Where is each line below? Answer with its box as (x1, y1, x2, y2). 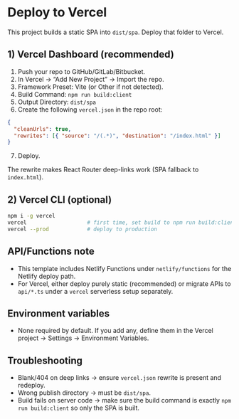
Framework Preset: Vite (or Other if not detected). (17, 83, 164, 91)
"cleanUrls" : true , (14, 125, 72, 132)
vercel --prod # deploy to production (7, 226, 158, 233)
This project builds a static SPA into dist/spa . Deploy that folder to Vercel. (7, 28, 224, 36)
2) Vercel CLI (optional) (7, 193, 112, 206)
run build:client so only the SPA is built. (17, 403, 140, 413)
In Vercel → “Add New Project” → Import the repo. (17, 75, 165, 83)
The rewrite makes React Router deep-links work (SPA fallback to (7, 165, 199, 174)
